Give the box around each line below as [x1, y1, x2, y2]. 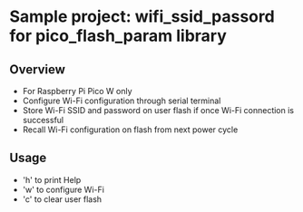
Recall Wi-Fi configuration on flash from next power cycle [22, 124, 239, 135]
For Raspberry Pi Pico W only [22, 86, 133, 96]
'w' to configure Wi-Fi [22, 184, 104, 195]
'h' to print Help [22, 174, 82, 185]
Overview [9, 62, 66, 77]
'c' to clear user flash [22, 193, 103, 205]
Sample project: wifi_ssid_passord [9, 6, 275, 27]
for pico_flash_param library [9, 25, 227, 46]
